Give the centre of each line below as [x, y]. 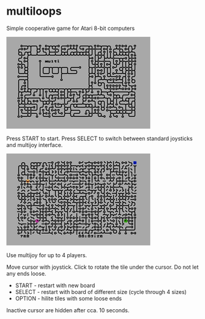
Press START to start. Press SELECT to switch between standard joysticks [99, 138]
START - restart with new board [55, 285]
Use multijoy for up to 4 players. [47, 255]
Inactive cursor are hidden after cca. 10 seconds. [68, 310]
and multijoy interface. [35, 144]
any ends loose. [26, 273]
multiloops [34, 11]
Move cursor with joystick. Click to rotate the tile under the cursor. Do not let [102, 267]
